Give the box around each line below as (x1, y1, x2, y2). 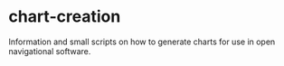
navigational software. (8, 45, 91, 56)
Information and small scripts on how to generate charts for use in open (8, 36, 276, 47)
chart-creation (8, 6, 121, 27)
